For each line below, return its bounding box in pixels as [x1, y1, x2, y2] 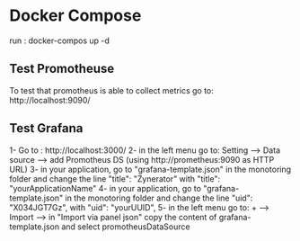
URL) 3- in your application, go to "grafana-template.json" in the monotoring [9, 164, 292, 174]
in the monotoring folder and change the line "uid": [65, 192, 253, 203]
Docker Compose [9, 5, 142, 26]
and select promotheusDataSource [61, 221, 190, 232]
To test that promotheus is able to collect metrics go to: [9, 85, 214, 95]
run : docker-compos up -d [9, 35, 110, 46]
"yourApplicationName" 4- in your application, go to [9, 183, 202, 193]
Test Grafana [9, 120, 84, 136]
